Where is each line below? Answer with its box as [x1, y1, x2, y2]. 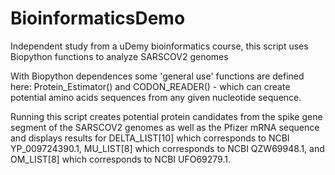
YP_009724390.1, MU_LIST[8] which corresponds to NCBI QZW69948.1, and [10, 142, 325, 154]
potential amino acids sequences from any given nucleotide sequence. [10, 91, 302, 103]
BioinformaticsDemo [10, 7, 186, 30]
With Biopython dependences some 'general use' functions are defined [10, 70, 305, 82]
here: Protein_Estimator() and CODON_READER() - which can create [10, 80, 291, 92]
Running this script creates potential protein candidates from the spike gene [10, 110, 323, 122]
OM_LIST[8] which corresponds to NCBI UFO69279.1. [10, 153, 231, 165]
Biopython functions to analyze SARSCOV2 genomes [10, 50, 229, 62]
